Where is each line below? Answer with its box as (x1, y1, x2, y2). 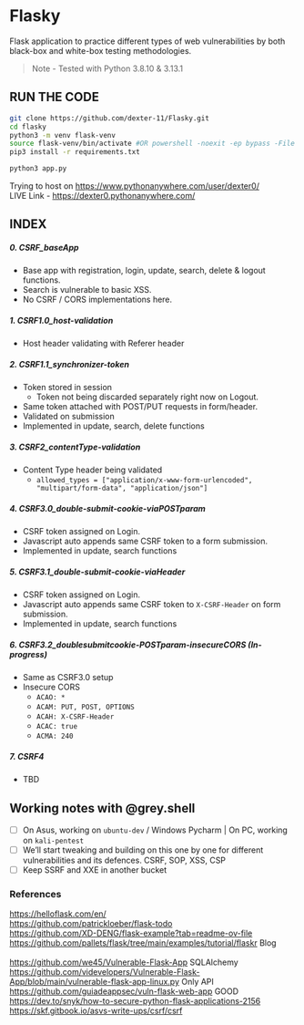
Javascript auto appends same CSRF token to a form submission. (22, 535, 269, 547)
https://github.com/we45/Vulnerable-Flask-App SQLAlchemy (9, 957, 238, 968)
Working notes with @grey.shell (9, 800, 196, 816)
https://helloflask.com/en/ (9, 908, 106, 919)
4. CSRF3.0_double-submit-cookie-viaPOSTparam (9, 502, 207, 513)
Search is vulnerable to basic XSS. (22, 285, 152, 295)
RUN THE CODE (9, 89, 100, 105)
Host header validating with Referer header (22, 338, 185, 349)
